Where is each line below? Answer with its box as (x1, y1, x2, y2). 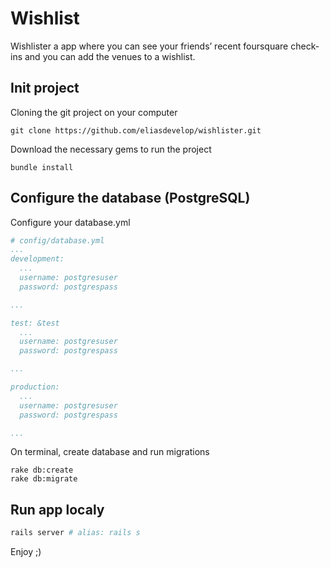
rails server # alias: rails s (10, 528, 141, 538)
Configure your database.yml (10, 216, 131, 228)
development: (10, 254, 65, 264)
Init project (10, 80, 80, 97)
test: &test (10, 318, 60, 328)
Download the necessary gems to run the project (10, 143, 212, 155)
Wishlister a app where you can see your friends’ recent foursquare (10, 40, 289, 52)
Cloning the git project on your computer (10, 106, 178, 118)
